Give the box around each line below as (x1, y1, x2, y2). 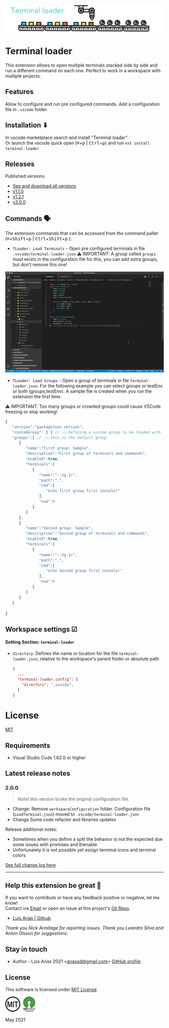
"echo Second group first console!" (45, 568, 123, 574)
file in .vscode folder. (5, 106, 48, 112)
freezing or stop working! (5, 408, 58, 414)
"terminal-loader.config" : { (17, 677, 78, 682)
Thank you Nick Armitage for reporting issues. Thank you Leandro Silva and (5, 925, 163, 931)
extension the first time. (12, 393, 62, 399)
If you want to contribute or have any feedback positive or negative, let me (5, 895, 160, 901)
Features (5, 87, 34, 96)
